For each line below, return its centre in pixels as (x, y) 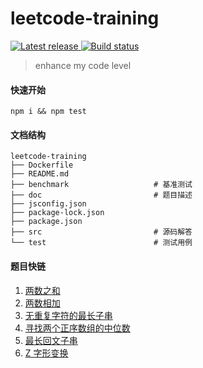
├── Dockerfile (42, 165)
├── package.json (46, 222)
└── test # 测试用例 (101, 243)
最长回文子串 (51, 340)
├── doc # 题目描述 (101, 195)
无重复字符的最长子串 (68, 315)
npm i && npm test (48, 112)
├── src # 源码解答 (101, 232)
